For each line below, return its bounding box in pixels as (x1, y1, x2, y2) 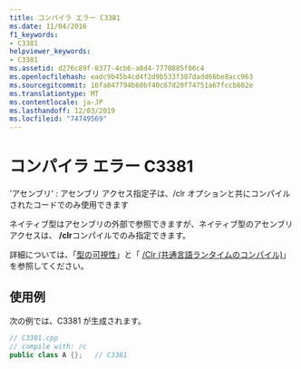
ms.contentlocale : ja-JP (9, 97, 103, 107)
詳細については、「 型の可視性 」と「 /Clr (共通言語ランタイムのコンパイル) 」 (9, 249, 292, 260)
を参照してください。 (9, 260, 89, 272)
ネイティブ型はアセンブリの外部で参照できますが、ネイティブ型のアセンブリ (9, 218, 294, 229)
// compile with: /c (9, 342, 88, 351)
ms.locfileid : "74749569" (9, 114, 107, 123)
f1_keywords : (9, 30, 59, 39)
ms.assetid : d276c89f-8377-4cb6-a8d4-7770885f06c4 (9, 64, 205, 73)
